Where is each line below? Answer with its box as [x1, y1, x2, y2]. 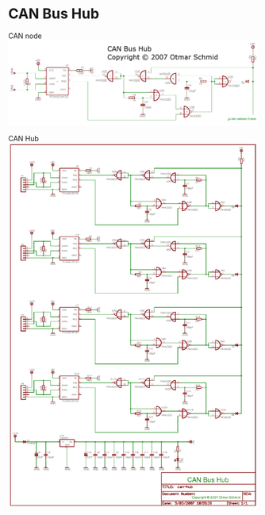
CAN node [8, 31, 42, 40]
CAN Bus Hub [8, 5, 100, 23]
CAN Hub [8, 133, 40, 143]
